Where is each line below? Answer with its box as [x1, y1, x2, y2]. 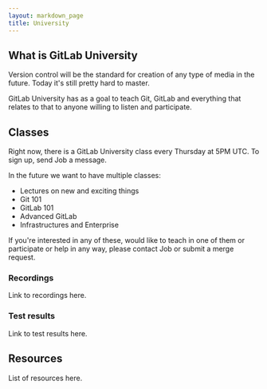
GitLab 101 [19, 203, 54, 212]
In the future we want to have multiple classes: [8, 171, 161, 181]
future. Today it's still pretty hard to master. [8, 78, 150, 88]
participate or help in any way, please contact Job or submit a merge [8, 244, 234, 254]
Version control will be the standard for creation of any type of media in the [8, 69, 255, 80]
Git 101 [19, 195, 42, 204]
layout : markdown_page [8, 11, 84, 20]
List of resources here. [8, 373, 83, 383]
